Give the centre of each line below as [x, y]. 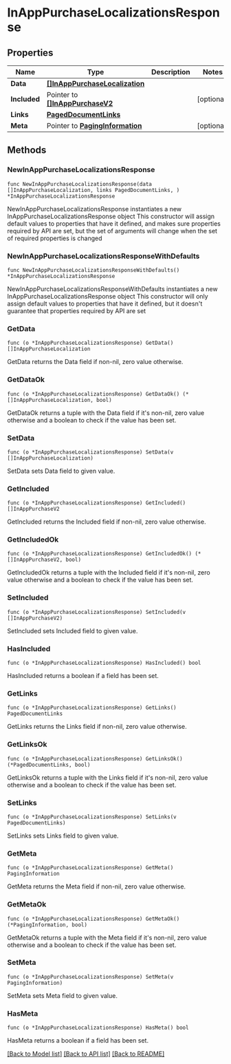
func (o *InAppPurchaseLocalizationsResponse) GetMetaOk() [93, 919]
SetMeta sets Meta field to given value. [63, 995]
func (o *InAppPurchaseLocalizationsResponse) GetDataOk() [93, 394]
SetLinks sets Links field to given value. [63, 836]
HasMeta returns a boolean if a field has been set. [78, 1041]
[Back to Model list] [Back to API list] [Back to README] [86, 1054]
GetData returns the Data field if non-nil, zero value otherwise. [95, 362]
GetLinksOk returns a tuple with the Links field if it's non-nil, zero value [108, 777]
